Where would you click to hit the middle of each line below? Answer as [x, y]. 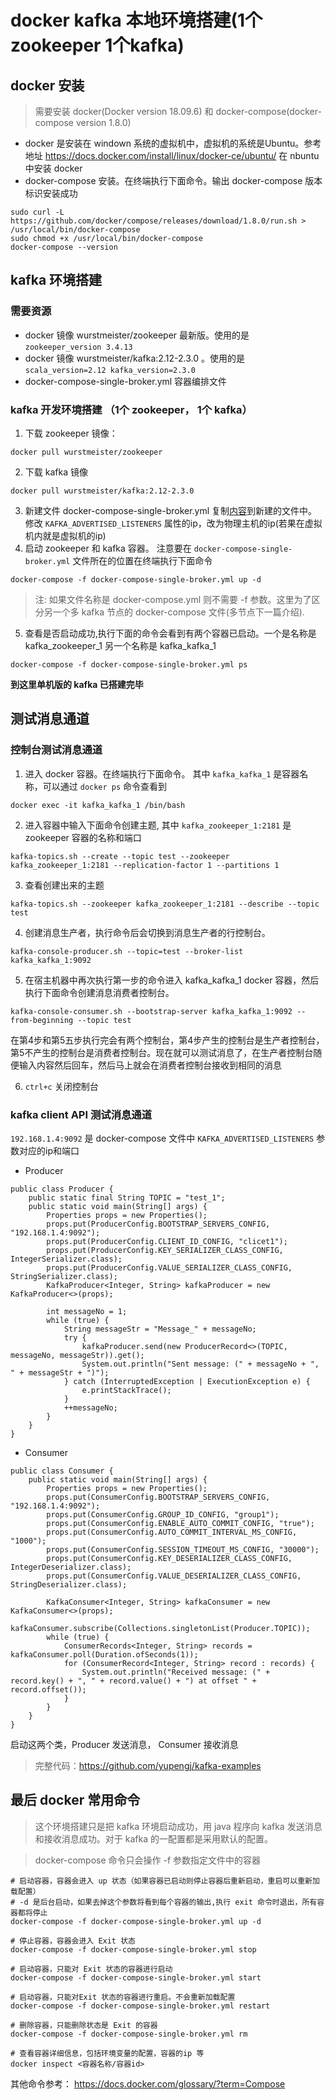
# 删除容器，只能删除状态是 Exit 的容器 [84, 2025]
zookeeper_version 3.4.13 [78, 347]
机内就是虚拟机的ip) [65, 535]
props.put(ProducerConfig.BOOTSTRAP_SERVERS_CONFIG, [158, 1224]
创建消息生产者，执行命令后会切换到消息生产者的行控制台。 [147, 932]
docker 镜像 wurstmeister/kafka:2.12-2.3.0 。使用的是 [134, 358]
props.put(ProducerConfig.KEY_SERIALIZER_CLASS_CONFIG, [165, 1250]
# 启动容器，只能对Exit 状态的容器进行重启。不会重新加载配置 [123, 1997]
